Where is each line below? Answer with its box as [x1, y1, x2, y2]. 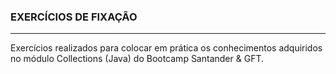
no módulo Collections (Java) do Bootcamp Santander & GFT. [10, 53, 264, 65]
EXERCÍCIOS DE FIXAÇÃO [10, 10, 138, 24]
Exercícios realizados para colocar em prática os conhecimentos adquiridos [10, 42, 323, 54]
